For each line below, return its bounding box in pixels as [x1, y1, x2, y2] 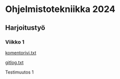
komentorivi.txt [5, 49, 37, 55]
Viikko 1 [5, 38, 25, 45]
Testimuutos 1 [5, 69, 34, 75]
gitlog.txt [5, 59, 24, 65]
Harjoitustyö [5, 23, 45, 32]
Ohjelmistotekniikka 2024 [5, 3, 115, 15]
